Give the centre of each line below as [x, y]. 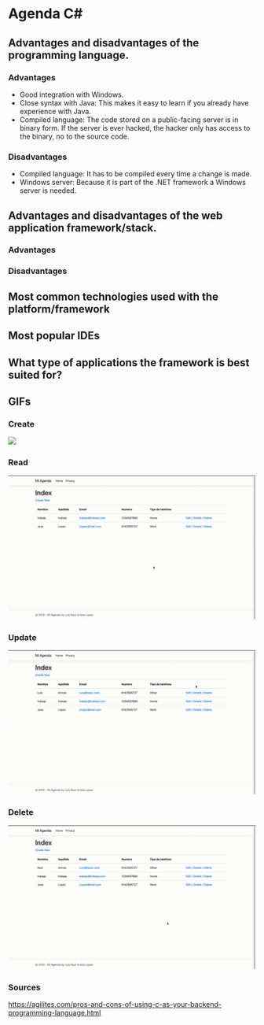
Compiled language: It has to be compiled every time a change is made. [136, 174]
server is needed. [48, 191]
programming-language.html [55, 1013]
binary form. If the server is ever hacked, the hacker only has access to [135, 128]
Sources [24, 987]
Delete [21, 812]
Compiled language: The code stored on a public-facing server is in [129, 120]
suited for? [35, 375]
